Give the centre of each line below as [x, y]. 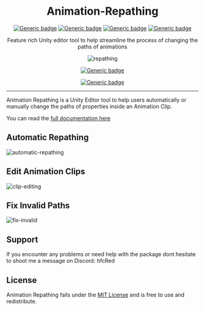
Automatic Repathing [48, 138]
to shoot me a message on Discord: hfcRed [60, 261]
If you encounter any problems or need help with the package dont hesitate [101, 254]
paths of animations [103, 47]
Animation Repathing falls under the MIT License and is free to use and [95, 295]
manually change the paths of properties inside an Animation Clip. [89, 106]
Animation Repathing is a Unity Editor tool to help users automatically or [96, 100]
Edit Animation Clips [46, 172]
